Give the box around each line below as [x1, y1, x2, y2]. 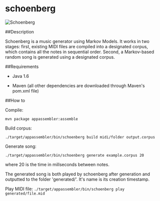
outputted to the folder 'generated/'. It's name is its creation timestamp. [5, 176, 150, 182]
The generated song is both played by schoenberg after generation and [5, 171, 150, 177]
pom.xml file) [12, 88, 39, 94]
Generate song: [5, 143, 37, 149]
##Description [5, 29, 34, 34]
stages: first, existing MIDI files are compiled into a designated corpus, [5, 43, 148, 49]
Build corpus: [5, 125, 32, 131]
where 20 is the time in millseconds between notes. [5, 161, 110, 167]
